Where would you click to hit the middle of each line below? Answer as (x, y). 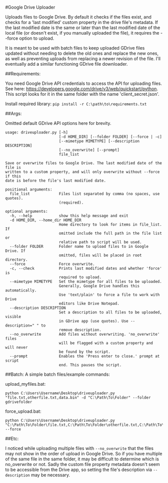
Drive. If (15, 251)
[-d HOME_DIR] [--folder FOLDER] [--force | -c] (110, 137)
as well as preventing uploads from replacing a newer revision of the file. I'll (83, 59)
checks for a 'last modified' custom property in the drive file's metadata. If (82, 22)
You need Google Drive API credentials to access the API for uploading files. (84, 83)
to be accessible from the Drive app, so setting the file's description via (79, 469)
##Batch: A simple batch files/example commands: (57, 374)
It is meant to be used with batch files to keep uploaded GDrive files (75, 48)
